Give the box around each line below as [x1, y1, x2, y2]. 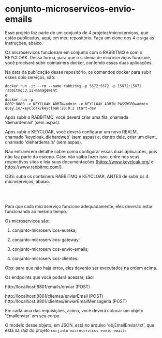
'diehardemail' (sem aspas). [5, 119, 60, 125]
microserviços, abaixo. [5, 178, 50, 184]
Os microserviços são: [5, 218, 50, 224]
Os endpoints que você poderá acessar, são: [5, 274, 94, 280]
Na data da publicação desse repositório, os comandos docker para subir [5, 69, 151, 75]
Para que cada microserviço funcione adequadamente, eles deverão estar [5, 203, 153, 209]
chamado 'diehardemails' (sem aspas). [5, 139, 82, 145]
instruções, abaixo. [5, 40, 43, 46]
